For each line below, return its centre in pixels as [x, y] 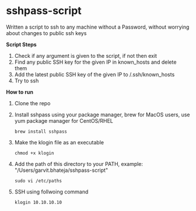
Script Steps [21, 44]
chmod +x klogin [34, 153]
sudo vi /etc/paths [38, 181]
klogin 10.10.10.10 [38, 202]
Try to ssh [27, 81]
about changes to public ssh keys [46, 33]
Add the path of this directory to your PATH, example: [79, 164]
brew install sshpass [41, 132]
